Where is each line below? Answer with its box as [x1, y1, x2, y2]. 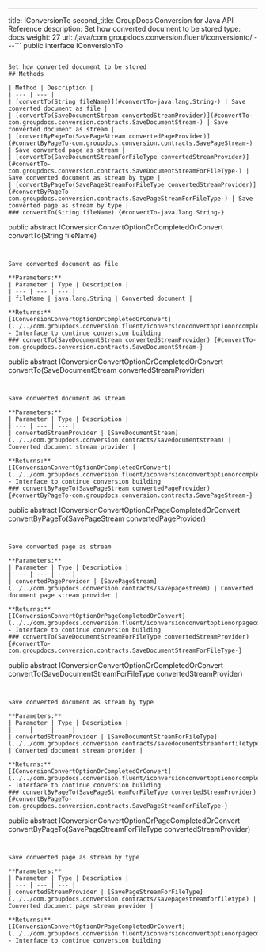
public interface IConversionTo [23, 41, 123, 50]
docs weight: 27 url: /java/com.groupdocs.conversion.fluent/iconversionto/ [8, 32, 253, 42]
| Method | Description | [8, 84, 93, 92]
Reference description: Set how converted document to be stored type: [8, 25, 241, 33]
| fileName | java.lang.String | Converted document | [8, 294, 193, 302]
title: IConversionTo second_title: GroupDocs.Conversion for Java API [8, 16, 234, 25]
